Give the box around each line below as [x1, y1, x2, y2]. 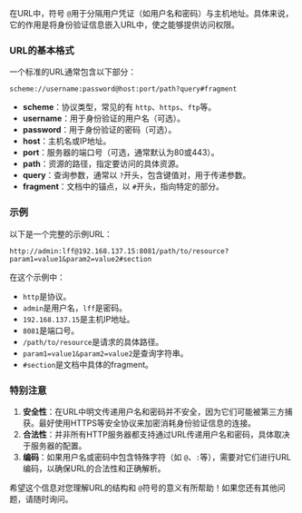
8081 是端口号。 [22, 325, 80, 336]
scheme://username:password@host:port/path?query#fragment [9, 84, 238, 94]
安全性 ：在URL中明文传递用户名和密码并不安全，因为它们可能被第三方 [22, 406, 286, 417]
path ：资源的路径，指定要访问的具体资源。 [22, 158, 184, 170]
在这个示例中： [9, 271, 65, 282]
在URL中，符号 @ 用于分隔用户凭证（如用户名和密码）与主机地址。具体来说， [9, 8, 294, 18]
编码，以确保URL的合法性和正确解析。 [22, 462, 166, 474]
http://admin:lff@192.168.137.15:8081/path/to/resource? [9, 246, 229, 256]
